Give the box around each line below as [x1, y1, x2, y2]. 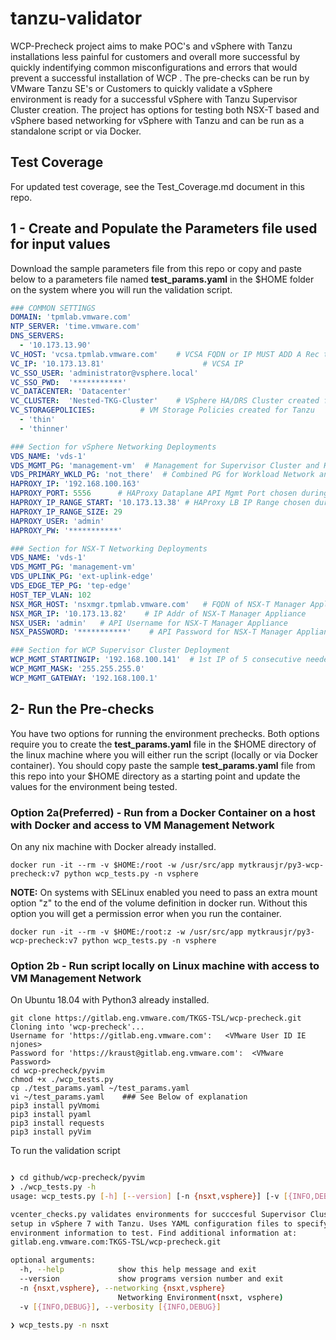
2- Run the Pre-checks [10, 701, 155, 718]
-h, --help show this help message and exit [19, 1265, 257, 1275]
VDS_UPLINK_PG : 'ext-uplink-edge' [10, 572, 155, 582]
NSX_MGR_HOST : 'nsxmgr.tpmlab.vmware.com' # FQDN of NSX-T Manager [10, 599, 307, 609]
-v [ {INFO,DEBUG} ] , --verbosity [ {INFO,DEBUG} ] [19, 1302, 222, 1312]
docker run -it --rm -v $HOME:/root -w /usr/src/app [10, 860, 235, 870]
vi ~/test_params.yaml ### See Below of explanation [10, 1092, 248, 1102]
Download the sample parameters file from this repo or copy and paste [10, 262, 302, 274]
